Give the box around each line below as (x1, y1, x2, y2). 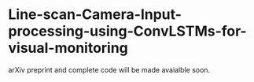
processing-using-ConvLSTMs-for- (8, 22, 248, 40)
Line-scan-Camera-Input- (8, 6, 182, 24)
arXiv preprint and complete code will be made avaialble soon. (8, 65, 211, 74)
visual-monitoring (8, 39, 128, 57)
